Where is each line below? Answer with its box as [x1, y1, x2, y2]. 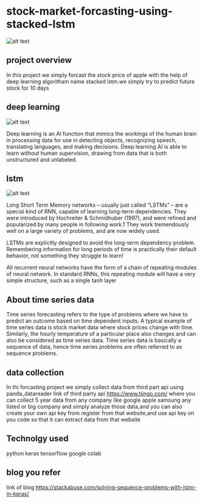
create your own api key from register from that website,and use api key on [6, 410, 194, 416]
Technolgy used [6, 433, 69, 444]
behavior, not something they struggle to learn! [6, 252, 123, 260]
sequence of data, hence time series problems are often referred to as [6, 343, 182, 351]
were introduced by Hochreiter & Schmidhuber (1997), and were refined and [6, 215, 196, 222]
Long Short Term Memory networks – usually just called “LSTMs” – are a [6, 201, 188, 209]
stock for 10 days [6, 84, 50, 91]
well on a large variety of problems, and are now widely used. [6, 227, 160, 235]
